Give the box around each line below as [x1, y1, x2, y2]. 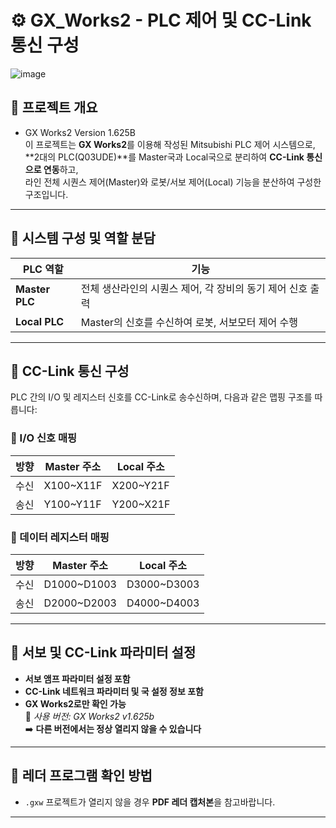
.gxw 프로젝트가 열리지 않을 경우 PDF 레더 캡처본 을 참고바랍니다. [24, 796, 276, 808]
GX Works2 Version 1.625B [24, 126, 136, 138]
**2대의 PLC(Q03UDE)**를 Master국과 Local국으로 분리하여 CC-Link [24, 151, 305, 163]
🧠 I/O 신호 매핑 [10, 431, 78, 445]
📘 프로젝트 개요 [10, 99, 98, 116]
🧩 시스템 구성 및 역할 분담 [10, 230, 156, 247]
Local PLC [15, 314, 65, 328]
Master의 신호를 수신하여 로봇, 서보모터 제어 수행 [80, 315, 299, 329]
